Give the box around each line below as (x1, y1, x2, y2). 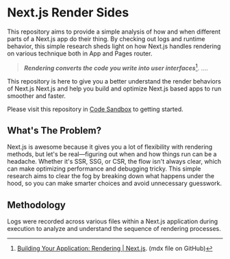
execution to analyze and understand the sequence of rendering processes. (7, 225, 221, 233)
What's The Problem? (7, 125, 101, 136)
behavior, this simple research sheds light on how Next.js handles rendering (7, 42, 221, 50)
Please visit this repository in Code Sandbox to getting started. (7, 105, 183, 113)
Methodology (7, 199, 66, 210)
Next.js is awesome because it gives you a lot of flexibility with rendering (7, 143, 213, 151)
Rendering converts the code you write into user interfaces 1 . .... (23, 62, 209, 72)
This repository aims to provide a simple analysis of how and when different (7, 27, 221, 36)
